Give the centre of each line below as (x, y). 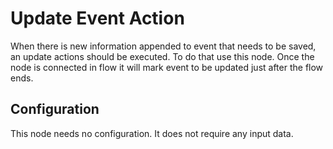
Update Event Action (97, 18)
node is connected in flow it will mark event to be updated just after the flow (167, 67)
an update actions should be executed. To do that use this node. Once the (162, 56)
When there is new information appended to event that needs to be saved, (163, 46)
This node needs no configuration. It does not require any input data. (152, 133)
